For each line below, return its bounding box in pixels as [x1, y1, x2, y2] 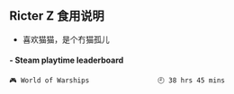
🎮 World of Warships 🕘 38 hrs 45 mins [9, 76, 225, 85]
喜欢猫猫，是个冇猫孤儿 [22, 34, 110, 45]
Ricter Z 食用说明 [9, 8, 105, 24]
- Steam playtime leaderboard [9, 55, 124, 65]
